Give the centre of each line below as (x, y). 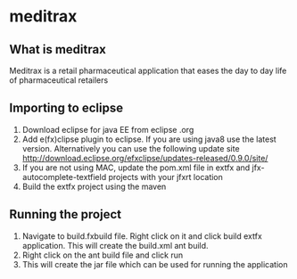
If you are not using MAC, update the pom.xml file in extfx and (136, 168)
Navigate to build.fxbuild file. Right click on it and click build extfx (142, 236)
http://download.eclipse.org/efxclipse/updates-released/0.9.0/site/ (145, 158)
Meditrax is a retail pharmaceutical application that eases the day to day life (148, 70)
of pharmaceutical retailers (59, 80)
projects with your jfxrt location (165, 176)
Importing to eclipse (66, 108)
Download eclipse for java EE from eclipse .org (108, 129)
